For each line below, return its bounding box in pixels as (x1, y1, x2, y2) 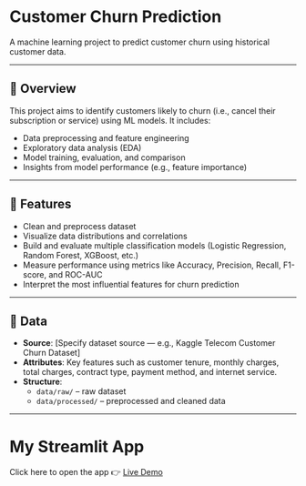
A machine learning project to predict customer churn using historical (9, 36, 270, 47)
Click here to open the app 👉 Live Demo (9, 467, 164, 478)
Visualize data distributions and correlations (22, 230, 189, 241)
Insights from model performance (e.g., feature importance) (22, 161, 248, 172)
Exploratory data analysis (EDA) (22, 142, 142, 153)
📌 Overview (9, 81, 76, 96)
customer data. (9, 46, 66, 56)
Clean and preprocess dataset (22, 220, 137, 231)
